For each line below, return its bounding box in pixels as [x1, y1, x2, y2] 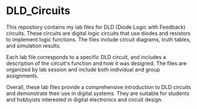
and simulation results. [6, 42, 61, 49]
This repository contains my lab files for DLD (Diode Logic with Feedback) [6, 23, 186, 30]
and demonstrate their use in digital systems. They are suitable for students [6, 90, 190, 97]
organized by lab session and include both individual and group [6, 66, 160, 73]
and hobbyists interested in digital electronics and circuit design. [6, 96, 163, 103]
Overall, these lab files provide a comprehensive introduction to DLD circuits [6, 83, 192, 90]
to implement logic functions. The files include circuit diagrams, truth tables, [6, 36, 191, 43]
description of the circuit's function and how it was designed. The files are [6, 60, 187, 67]
